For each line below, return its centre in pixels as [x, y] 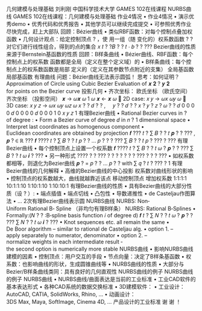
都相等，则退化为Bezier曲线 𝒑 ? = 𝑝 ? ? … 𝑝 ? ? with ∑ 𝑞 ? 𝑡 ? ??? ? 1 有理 [94, 163]
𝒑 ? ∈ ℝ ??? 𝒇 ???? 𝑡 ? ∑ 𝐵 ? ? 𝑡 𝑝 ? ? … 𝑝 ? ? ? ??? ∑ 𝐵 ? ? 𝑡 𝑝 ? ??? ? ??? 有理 [97, 140]
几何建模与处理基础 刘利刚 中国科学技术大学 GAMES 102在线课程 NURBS [96, 9]
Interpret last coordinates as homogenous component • [75, 127]
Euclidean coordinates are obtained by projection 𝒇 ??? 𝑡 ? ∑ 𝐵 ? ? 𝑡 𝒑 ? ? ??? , [101, 133]
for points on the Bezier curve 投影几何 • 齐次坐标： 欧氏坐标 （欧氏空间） [99, 91]
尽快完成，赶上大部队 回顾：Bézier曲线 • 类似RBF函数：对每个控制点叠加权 [99, 31]
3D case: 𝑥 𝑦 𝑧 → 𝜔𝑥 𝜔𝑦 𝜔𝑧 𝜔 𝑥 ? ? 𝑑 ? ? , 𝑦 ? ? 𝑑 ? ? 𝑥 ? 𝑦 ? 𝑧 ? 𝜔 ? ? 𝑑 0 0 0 [100, 105]
